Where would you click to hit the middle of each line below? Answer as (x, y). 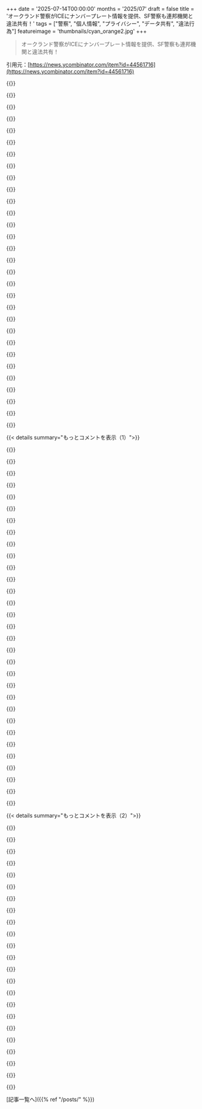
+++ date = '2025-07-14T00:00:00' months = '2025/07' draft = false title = (100, 9)
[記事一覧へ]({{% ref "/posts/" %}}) (50, 1099)
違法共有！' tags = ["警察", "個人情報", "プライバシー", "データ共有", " (92, 23)
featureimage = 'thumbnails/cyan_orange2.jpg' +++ (82, 31)
